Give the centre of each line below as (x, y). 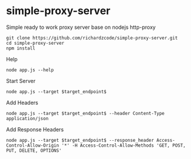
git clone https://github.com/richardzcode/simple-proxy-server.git (92, 38)
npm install (21, 48)
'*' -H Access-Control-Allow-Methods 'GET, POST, (124, 145)
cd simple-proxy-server (35, 43)
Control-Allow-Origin (33, 145)
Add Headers (22, 102)
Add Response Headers (35, 129)
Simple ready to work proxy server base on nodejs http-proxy (81, 27)
